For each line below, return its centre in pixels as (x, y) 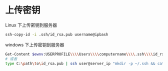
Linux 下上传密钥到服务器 (31, 25)
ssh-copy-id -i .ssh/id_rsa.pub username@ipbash (57, 34)
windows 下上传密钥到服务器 (35, 44)
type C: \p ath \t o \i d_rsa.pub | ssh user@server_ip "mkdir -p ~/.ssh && (80, 63)
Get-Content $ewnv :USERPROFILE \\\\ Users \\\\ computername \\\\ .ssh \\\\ (79, 54)
